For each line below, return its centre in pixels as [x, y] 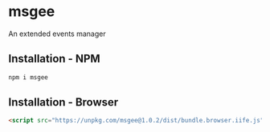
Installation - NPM [54, 59]
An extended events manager [57, 34]
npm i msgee [28, 77]
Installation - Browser [63, 102]
